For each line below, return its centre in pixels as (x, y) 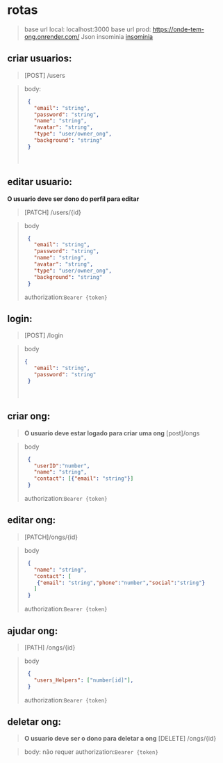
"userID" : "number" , (62, 466)
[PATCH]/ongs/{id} (51, 537)
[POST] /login (44, 335)
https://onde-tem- (179, 29)
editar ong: (32, 520)
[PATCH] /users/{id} (53, 212)
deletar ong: (34, 722)
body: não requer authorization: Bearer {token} (91, 752)
